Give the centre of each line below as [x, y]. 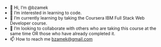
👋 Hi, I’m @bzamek [29, 8]
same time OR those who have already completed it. [62, 34]
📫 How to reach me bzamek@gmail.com [51, 39]
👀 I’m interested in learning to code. [46, 13]
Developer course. [28, 23]
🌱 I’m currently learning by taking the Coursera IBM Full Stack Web [77, 18]
